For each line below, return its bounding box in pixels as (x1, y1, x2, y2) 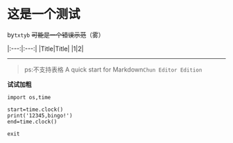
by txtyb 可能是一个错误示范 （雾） (7, 31, 105, 39)
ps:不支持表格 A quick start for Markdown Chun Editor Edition (24, 65, 202, 74)
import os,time (7, 94, 51, 101)
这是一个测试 (7, 6, 81, 22)
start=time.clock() (7, 106, 64, 113)
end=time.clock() (7, 118, 58, 125)
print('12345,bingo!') (7, 112, 73, 119)
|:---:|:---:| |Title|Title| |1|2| (7, 44, 84, 53)
